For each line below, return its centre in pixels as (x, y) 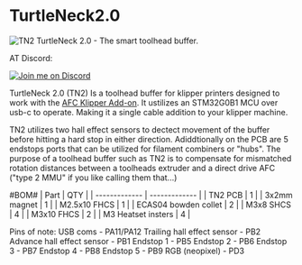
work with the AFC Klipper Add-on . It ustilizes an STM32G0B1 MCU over (144, 102)
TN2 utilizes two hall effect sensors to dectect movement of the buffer (140, 129)
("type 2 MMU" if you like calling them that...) (93, 178)
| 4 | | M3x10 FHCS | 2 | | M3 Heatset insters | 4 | (100, 214)
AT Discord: (31, 58)
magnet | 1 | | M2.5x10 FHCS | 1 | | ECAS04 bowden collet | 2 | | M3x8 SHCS (150, 205)
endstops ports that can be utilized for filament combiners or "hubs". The (145, 149)
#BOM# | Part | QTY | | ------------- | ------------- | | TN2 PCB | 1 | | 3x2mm (151, 195)
